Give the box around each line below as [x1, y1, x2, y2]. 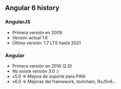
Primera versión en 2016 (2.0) [12, 63, 72, 69]
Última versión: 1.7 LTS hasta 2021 [12, 40, 81, 46]
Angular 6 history [5, 4, 60, 12]
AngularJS [5, 18, 31, 25]
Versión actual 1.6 [12, 35, 48, 40]
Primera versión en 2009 [12, 29, 62, 36]
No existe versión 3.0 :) [12, 68, 59, 74]
